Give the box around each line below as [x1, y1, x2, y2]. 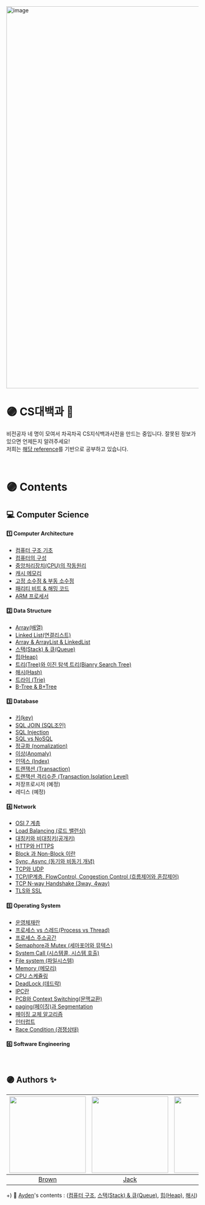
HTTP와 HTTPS [15, 842, 54, 850]
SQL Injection [15, 729, 49, 736]
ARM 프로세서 [15, 592, 49, 600]
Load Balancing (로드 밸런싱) [15, 827, 86, 835]
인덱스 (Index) [15, 757, 50, 765]
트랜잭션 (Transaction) [15, 765, 71, 773]
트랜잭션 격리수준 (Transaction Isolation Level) [15, 773, 129, 780]
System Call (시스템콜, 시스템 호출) [15, 949, 99, 956]
